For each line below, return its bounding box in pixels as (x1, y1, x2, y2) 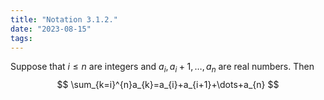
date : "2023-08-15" (10, 24, 92, 34)
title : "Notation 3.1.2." (10, 14, 118, 25)
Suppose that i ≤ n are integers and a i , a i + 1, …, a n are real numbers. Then (10, 61, 315, 75)
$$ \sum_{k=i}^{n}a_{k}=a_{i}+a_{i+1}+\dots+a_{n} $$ (56, 79, 280, 91)
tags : (10, 33, 33, 43)
